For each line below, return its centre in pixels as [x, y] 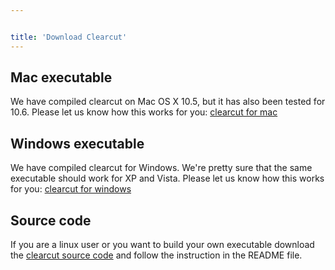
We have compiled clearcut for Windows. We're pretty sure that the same [161, 168]
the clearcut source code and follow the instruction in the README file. [156, 255]
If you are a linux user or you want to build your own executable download [162, 245]
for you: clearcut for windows [71, 189]
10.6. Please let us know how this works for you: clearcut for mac [144, 112]
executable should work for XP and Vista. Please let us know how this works [167, 178]
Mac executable [61, 77]
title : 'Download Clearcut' [69, 37]
